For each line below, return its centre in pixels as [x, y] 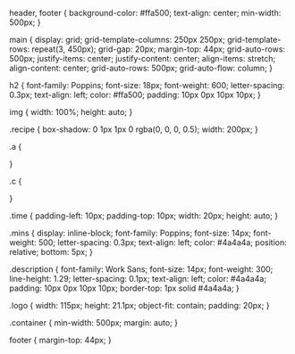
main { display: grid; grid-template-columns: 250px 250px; [117, 40]
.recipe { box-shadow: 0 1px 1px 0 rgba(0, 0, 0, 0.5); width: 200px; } [134, 129]
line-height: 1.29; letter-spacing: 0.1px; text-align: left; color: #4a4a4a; [138, 279]
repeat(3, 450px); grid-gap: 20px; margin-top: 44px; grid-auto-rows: [158, 49]
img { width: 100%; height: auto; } [71, 112]
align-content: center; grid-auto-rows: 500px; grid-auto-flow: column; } [141, 68]
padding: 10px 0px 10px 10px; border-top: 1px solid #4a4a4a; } [124, 288]
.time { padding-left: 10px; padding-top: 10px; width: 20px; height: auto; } [144, 216]
